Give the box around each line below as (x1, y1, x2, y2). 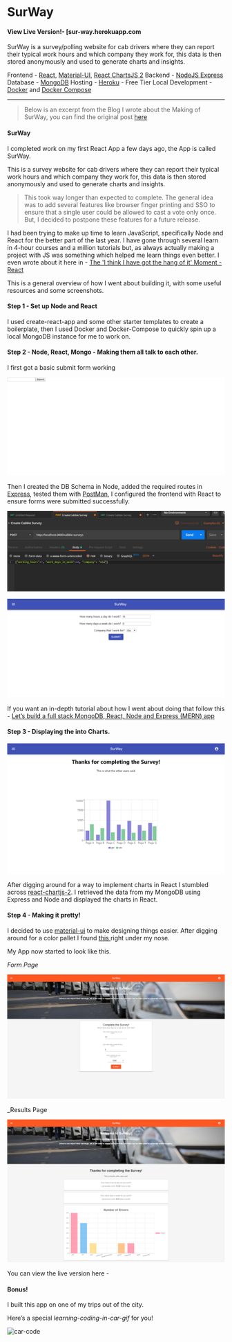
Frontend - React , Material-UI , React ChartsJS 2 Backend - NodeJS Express (7, 71, 224, 80)
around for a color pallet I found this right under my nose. (7, 933, 171, 942)
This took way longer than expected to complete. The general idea (23, 193, 214, 202)
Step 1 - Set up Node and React (7, 302, 98, 310)
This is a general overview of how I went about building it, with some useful (7, 278, 222, 287)
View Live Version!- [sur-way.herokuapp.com (7, 27, 142, 35)
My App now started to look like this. (7, 947, 112, 956)
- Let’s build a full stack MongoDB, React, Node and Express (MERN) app (7, 711, 215, 720)
